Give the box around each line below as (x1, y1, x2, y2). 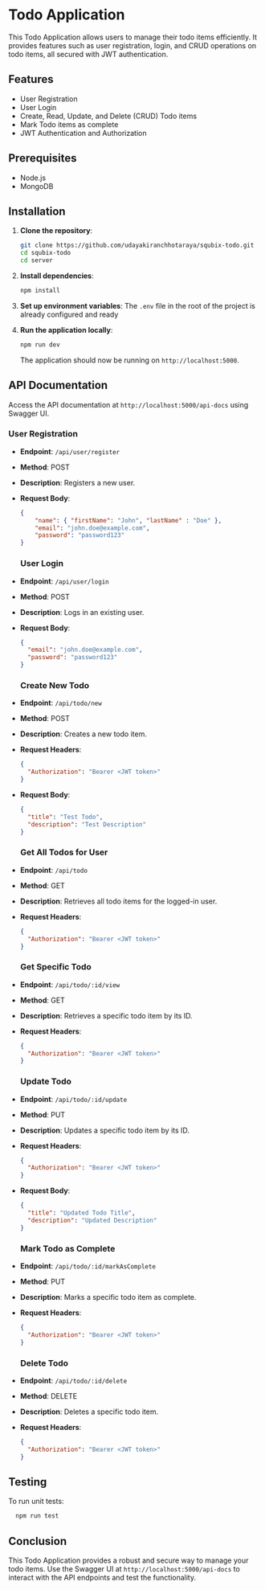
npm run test (15, 1512, 59, 1520)
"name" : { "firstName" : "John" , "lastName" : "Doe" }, (35, 516, 222, 524)
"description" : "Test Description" (27, 820, 147, 829)
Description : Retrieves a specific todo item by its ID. (19, 1010, 193, 1020)
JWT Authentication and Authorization (19, 128, 147, 137)
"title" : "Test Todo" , (27, 813, 104, 821)
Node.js (19, 173, 47, 182)
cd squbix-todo (19, 249, 71, 257)
